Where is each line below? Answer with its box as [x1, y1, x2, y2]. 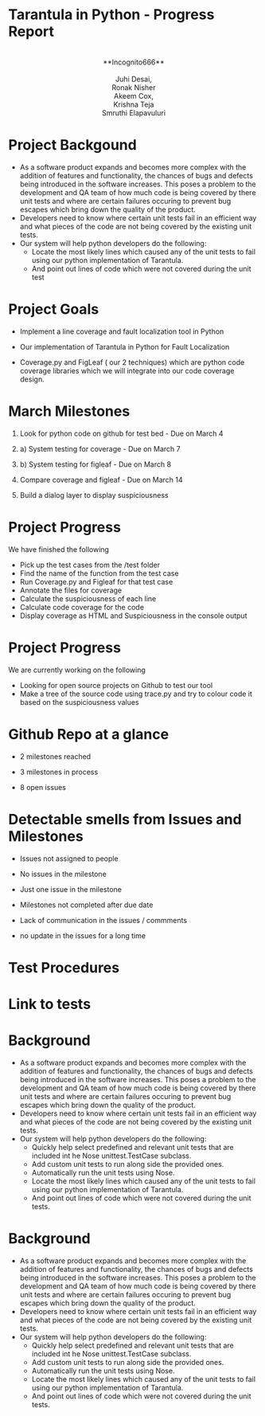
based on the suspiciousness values [19, 697, 139, 706]
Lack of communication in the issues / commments [19, 915, 188, 925]
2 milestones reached [19, 751, 92, 761]
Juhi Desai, [115, 74, 153, 84]
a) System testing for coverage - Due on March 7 [19, 444, 181, 453]
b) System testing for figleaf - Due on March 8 [19, 460, 172, 469]
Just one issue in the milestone [19, 884, 122, 894]
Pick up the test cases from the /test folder [19, 560, 161, 569]
